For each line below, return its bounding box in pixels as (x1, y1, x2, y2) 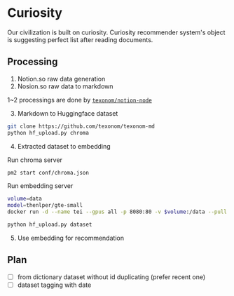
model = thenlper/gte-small (7, 202, 83, 209)
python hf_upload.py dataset (7, 221, 92, 228)
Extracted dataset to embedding (17, 142, 111, 150)
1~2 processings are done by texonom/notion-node (7, 95, 152, 104)
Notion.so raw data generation (17, 74, 106, 83)
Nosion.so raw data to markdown (17, 82, 113, 90)
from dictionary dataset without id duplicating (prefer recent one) (17, 272, 206, 281)
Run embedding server (7, 182, 74, 190)
